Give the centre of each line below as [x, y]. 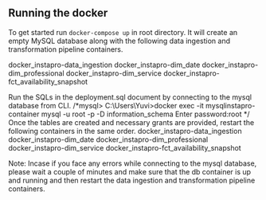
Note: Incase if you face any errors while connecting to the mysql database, [133, 163]
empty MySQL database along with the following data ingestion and [119, 41]
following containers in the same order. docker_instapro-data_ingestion [125, 131]
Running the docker [58, 13]
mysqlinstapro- [231, 105]
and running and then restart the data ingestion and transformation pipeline [132, 180]
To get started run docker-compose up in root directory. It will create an [123, 32]
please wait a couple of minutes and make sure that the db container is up [130, 171]
